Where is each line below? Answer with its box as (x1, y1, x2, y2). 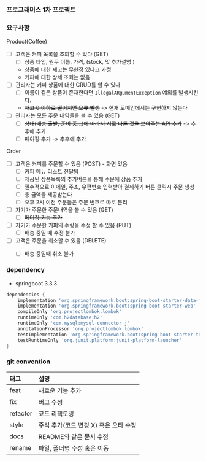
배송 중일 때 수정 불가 (24, 229, 75, 237)
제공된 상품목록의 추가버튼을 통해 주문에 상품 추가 (24, 175, 143, 182)
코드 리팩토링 (38, 409, 75, 418)
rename (9, 443, 32, 452)
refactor (9, 409, 32, 417)
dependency (6, 266, 45, 274)
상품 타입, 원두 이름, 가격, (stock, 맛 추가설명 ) (24, 58, 135, 66)
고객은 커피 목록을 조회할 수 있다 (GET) (15, 50, 109, 58)
